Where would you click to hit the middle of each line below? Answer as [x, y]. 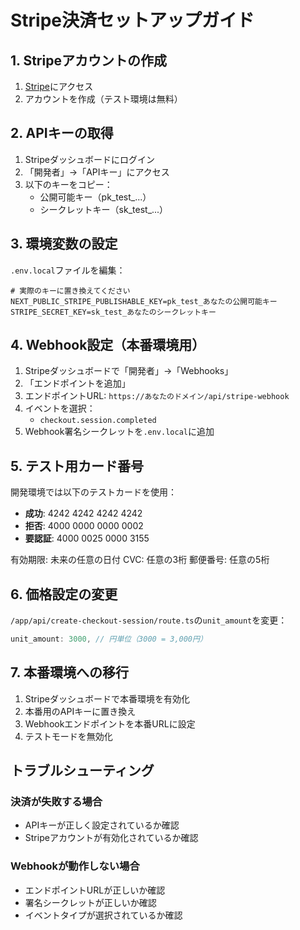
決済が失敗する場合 [56, 802]
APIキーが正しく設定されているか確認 [102, 825]
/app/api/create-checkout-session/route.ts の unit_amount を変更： [149, 620]
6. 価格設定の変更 [64, 594]
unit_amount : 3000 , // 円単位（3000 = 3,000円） [109, 639]
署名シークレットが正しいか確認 [90, 902]
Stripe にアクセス [59, 86]
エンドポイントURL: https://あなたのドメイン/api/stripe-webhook [157, 396]
